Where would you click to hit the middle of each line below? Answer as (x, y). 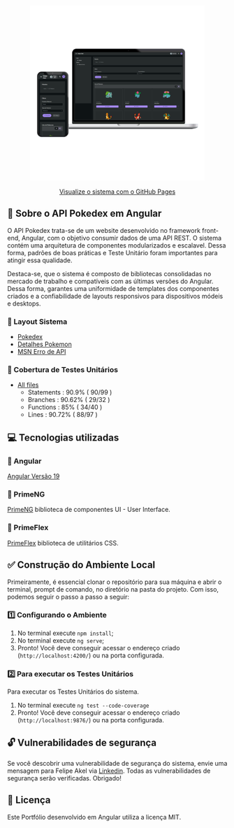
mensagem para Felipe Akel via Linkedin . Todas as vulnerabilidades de (109, 771)
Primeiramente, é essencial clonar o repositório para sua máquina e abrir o (115, 582)
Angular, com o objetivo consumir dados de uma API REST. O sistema (122, 238)
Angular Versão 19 (34, 476)
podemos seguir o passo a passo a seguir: (68, 597)
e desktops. (24, 304)
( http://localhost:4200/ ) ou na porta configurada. (90, 655)
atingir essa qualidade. (40, 260)
